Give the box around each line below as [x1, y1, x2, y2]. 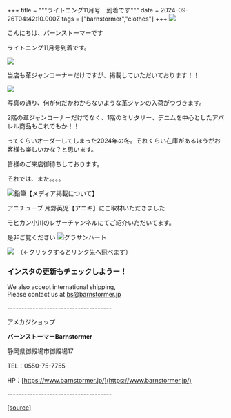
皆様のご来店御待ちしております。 [7, 160, 103, 168]
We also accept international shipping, [7, 283, 116, 291]
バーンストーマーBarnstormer [7, 332, 92, 341]
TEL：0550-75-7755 [7, 361, 66, 370]
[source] [7, 404, 32, 412]
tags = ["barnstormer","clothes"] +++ [61, 14, 168, 23]
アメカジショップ [7, 318, 56, 326]
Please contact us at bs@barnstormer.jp [7, 290, 122, 299]
